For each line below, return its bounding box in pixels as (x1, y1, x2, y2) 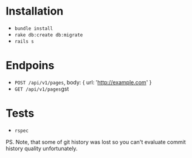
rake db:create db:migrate (14, 32, 83, 38)
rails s (14, 38, 34, 44)
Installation (5, 4, 64, 18)
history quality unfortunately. (5, 145, 78, 152)
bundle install (14, 26, 53, 32)
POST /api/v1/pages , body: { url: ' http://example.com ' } (14, 78, 152, 86)
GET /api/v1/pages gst (14, 85, 69, 92)
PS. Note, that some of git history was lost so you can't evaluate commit (5, 138, 186, 145)
